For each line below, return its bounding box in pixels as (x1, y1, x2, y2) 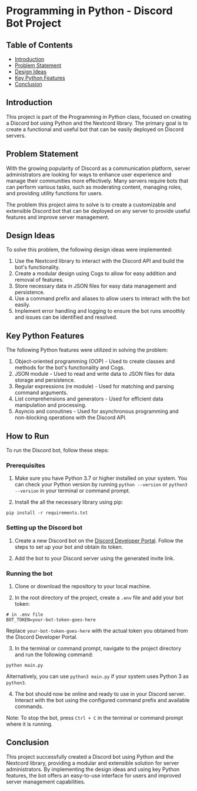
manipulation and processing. (14, 402, 87, 409)
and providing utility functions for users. (6, 189, 103, 196)
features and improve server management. (6, 213, 110, 221)
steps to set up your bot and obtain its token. (14, 543, 123, 550)
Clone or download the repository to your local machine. (14, 582, 152, 589)
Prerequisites (6, 461, 45, 469)
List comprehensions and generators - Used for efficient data (14, 395, 163, 402)
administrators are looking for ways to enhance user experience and (6, 171, 172, 178)
